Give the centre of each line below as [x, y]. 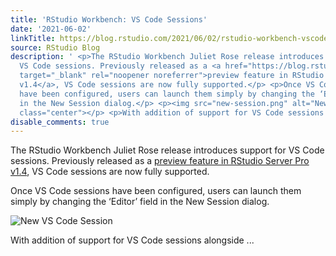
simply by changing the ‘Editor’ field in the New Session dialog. [140, 202]
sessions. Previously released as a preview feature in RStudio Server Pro [160, 161]
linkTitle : [33, 38]
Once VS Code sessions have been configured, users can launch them [156, 191]
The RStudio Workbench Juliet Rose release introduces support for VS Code [167, 150]
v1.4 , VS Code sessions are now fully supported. [110, 172]
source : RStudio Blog [55, 47]
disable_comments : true [60, 122]
